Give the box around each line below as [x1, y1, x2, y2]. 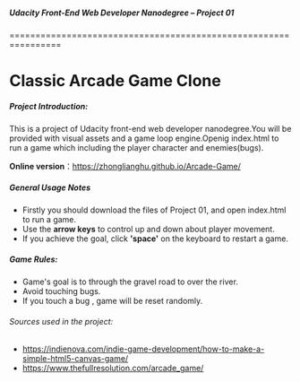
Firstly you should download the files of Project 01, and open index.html [21, 204, 287, 215]
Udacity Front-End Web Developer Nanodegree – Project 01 [9, 7, 235, 18]
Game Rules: [9, 254, 58, 265]
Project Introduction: [9, 100, 89, 111]
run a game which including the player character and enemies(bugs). [9, 143, 264, 153]
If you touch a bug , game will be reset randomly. [21, 296, 203, 307]
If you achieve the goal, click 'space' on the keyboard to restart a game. [21, 233, 289, 244]
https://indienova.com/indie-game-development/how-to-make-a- [21, 343, 265, 354]
